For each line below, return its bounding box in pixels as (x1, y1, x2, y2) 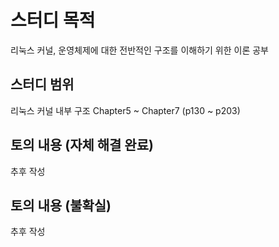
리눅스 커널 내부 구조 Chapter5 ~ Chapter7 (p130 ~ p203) (10, 104, 241, 116)
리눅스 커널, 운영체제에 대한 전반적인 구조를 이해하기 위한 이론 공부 (10, 44, 269, 56)
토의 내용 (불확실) (10, 197, 112, 214)
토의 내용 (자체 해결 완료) (10, 137, 154, 154)
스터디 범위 (10, 76, 75, 93)
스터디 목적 (10, 9, 96, 32)
